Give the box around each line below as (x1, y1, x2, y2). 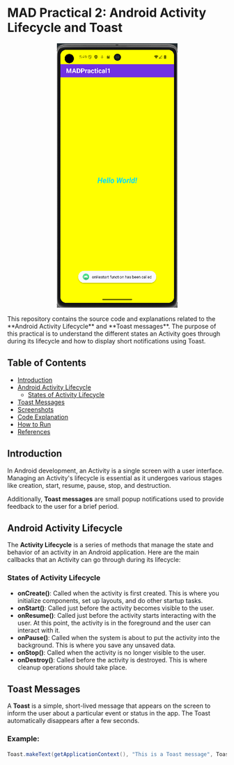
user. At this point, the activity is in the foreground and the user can (17, 618, 211, 627)
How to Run (17, 420, 52, 429)
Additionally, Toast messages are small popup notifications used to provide (7, 494, 224, 503)
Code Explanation (17, 413, 68, 421)
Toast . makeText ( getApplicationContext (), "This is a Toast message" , (7, 750, 214, 758)
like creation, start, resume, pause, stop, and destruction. (7, 481, 171, 489)
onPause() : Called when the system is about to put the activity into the (17, 633, 221, 641)
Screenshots (17, 405, 54, 413)
